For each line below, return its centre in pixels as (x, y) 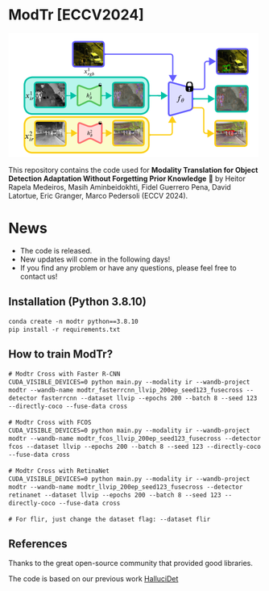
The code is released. (56, 250)
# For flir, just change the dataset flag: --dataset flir (110, 519)
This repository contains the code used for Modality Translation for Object (133, 170)
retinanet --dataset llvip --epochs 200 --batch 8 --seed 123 (115, 495)
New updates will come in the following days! (95, 259)
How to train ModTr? (61, 354)
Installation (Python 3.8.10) (77, 302)
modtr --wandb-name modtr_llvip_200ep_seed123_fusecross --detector (126, 487)
